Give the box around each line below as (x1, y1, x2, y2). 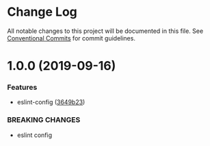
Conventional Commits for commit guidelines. (7, 34, 135, 42)
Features (7, 83, 38, 93)
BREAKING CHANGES (7, 115, 81, 125)
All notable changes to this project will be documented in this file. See (7, 27, 204, 35)
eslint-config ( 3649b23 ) (16, 98, 86, 106)
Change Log (7, 4, 77, 20)
